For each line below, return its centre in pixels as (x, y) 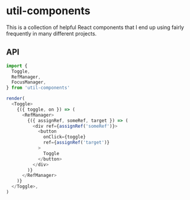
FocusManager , (29, 82)
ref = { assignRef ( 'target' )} (77, 143)
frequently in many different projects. (51, 33)
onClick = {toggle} (65, 137)
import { (17, 66)
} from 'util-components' (38, 88)
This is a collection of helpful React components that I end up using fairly (95, 27)
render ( (16, 99)
